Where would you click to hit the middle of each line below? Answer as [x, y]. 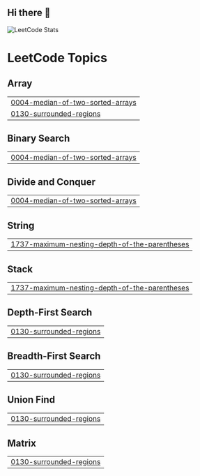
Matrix [22, 443]
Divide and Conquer [52, 182]
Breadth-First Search [54, 356]
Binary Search [39, 139]
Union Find [31, 400]
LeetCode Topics [57, 58]
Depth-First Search [50, 312]
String [21, 225]
